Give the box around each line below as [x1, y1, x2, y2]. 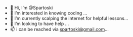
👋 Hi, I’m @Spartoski [10, 5, 53, 10]
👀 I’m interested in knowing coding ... [10, 10, 87, 16]
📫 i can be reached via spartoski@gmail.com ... [10, 26, 109, 32]
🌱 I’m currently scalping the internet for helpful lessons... [10, 15, 128, 21]
